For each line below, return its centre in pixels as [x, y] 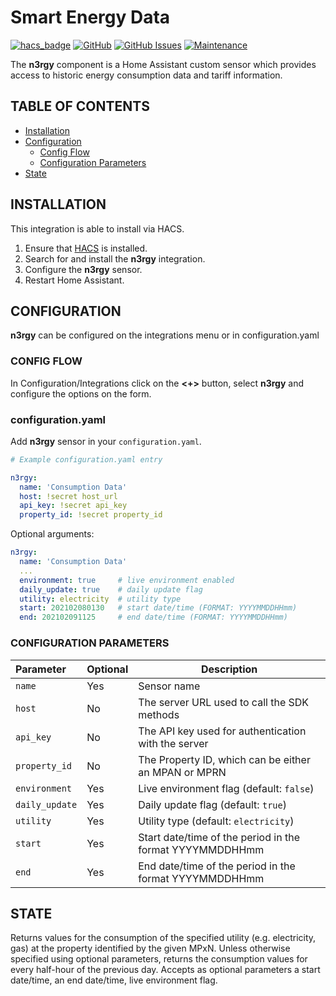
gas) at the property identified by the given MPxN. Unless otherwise [150, 948]
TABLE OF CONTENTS [80, 106]
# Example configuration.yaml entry [86, 459]
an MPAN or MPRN [182, 772]
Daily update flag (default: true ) [212, 804]
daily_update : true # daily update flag [111, 589]
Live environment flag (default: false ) [226, 788]
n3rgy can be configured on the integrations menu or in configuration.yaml [165, 335]
